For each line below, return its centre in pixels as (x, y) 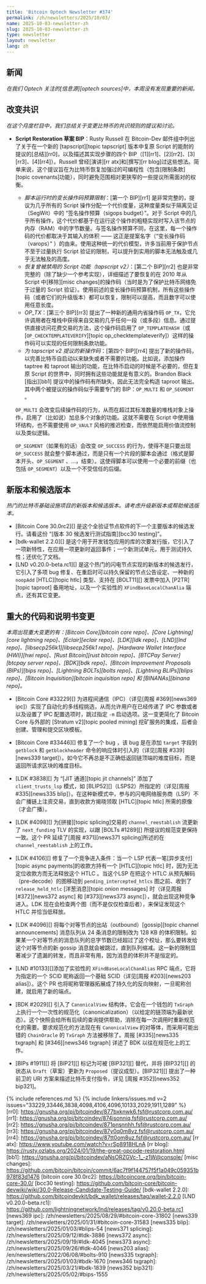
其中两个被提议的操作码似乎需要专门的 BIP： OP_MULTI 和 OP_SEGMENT (109, 389)
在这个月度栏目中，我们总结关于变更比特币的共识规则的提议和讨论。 (92, 126)
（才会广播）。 (33, 809)
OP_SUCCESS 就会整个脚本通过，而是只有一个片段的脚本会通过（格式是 (102, 453)
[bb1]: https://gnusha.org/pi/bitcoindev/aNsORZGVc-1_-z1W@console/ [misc (102, 1157)
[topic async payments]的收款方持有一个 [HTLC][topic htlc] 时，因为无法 (107, 866)
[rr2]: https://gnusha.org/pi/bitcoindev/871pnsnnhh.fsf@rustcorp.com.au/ (99, 1125)
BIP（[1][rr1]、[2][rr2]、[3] (162, 154)
